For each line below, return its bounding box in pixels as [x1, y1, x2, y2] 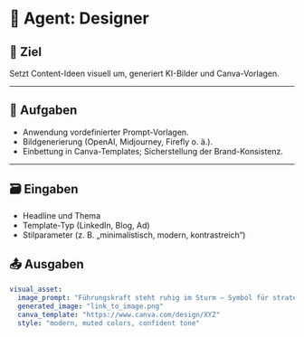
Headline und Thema [22, 210, 101, 220]
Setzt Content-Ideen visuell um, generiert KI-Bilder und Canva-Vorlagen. [9, 68, 280, 79]
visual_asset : [9, 285, 63, 295]
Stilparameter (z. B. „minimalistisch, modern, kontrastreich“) [22, 229, 246, 240]
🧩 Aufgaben [9, 103, 78, 118]
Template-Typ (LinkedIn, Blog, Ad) [22, 220, 151, 230]
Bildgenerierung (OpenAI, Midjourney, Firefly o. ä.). [22, 136, 214, 147]
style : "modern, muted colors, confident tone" [17, 318, 201, 328]
